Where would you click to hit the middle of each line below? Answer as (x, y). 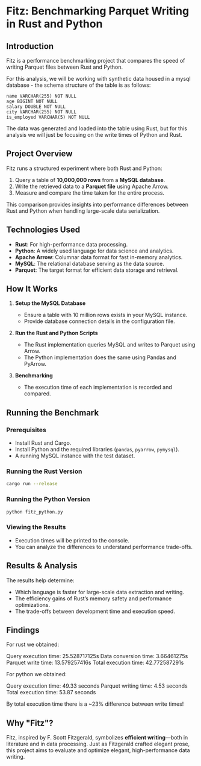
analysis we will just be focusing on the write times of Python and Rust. (94, 135)
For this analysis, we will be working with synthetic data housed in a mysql (98, 79)
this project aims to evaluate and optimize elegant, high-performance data (98, 750)
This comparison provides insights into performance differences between (97, 204)
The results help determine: (40, 580)
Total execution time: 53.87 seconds (51, 692)
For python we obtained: (37, 674)
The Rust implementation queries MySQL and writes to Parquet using (110, 345)
